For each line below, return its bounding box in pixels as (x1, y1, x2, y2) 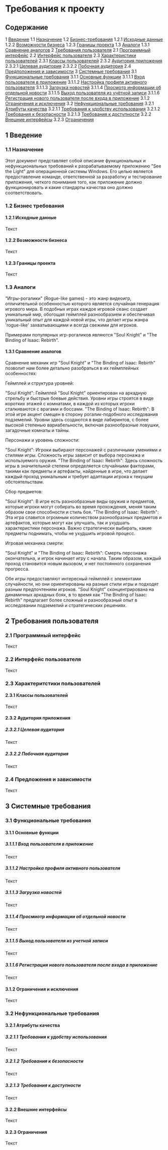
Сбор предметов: (5, 488, 43, 494)
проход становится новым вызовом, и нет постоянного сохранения (5, 560, 151, 566)
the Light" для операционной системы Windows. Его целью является (5, 168, 153, 174)
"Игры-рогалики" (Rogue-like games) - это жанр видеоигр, (5, 295, 132, 301)
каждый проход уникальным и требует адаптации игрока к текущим (5, 473, 153, 479)
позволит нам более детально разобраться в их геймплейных (5, 365, 139, 371)
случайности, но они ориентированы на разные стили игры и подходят (5, 581, 159, 587)
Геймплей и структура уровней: (5, 380, 74, 386)
